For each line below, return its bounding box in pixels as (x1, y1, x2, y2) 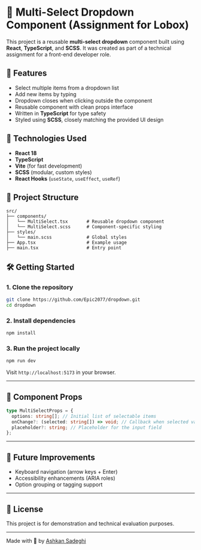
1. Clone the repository (6, 283, 74, 291)
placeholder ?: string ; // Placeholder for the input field (11, 425, 162, 431)
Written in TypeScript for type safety (14, 109, 106, 116)
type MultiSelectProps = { (6, 408, 74, 414)
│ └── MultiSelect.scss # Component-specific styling (6, 224, 162, 230)
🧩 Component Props (6, 391, 83, 402)
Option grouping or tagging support (14, 481, 103, 488)
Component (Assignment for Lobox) (6, 18, 190, 32)
